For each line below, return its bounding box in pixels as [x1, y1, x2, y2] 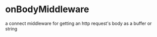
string [5, 25, 18, 31]
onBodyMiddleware [5, 4, 89, 15]
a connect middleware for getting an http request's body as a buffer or [5, 20, 152, 26]
